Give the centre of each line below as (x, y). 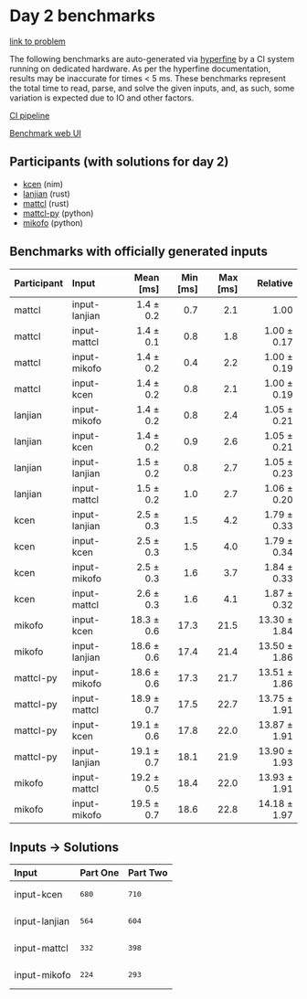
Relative (275, 282)
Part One (100, 873)
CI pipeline (30, 115)
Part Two (148, 873)
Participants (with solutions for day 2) (119, 162)
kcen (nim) (43, 184)
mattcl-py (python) (58, 213)
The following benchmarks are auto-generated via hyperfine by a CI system (152, 58)
